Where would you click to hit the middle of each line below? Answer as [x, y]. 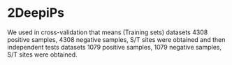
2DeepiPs [36, 13]
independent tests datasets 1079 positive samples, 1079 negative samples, [115, 47]
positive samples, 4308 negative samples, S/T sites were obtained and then [116, 39]
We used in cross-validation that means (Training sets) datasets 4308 [108, 32]
